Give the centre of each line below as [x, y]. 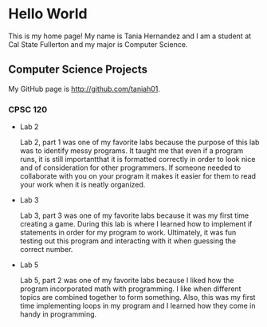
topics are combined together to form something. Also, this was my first [137, 297]
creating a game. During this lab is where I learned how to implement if [136, 224]
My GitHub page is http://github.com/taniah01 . [84, 89]
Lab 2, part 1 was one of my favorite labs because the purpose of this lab [139, 142]
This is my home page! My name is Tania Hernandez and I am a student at [130, 36]
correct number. [46, 250]
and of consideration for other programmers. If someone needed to [130, 167]
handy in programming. [58, 314]
